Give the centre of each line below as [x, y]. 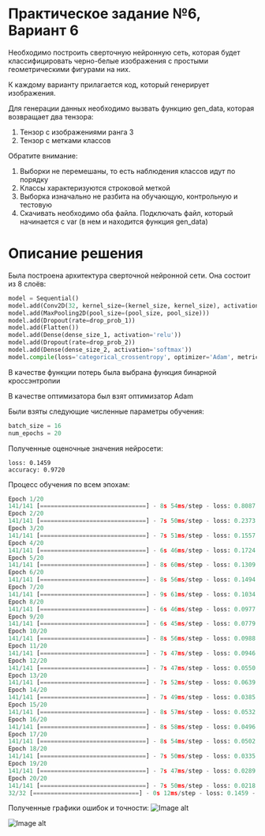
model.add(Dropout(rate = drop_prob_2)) [72, 342]
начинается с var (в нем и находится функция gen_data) [114, 221]
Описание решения [76, 253]
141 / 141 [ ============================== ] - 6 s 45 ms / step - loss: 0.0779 [132, 624]
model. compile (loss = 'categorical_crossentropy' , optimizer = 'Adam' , [121, 357]
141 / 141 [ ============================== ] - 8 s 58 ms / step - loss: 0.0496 [132, 727]
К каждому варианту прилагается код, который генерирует [109, 85]
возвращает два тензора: [51, 116]
